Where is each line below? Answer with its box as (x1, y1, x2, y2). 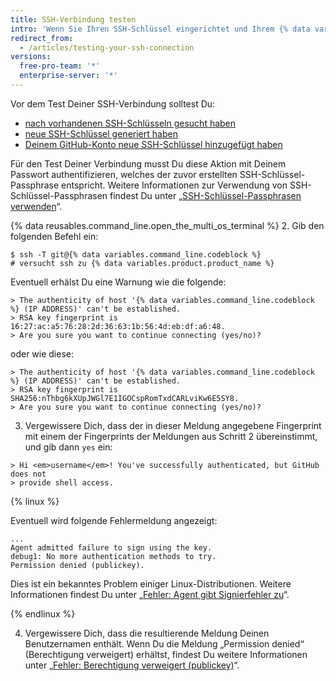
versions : (10, 52, 52, 62)
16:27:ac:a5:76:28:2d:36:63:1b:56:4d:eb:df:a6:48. (10, 321, 226, 331)
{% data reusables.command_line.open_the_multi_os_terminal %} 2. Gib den (10, 219, 325, 231)
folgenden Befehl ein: (10, 230, 99, 242)
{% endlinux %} (10, 607, 76, 620)
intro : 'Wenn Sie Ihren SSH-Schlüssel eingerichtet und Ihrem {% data (10, 24, 311, 34)
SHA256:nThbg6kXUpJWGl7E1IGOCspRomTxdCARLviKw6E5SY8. (10, 393, 240, 403)
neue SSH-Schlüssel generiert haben (24, 127, 178, 140)
